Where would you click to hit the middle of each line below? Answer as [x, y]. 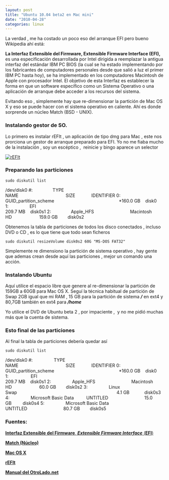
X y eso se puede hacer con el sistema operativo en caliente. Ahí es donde [83, 107]
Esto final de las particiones [40, 330]
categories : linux [25, 24]
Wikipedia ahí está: [25, 44]
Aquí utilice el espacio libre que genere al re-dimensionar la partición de [80, 286]
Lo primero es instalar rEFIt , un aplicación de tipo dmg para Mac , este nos [83, 136]
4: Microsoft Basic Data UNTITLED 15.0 [79, 398]
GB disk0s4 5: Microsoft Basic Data [57, 403]
